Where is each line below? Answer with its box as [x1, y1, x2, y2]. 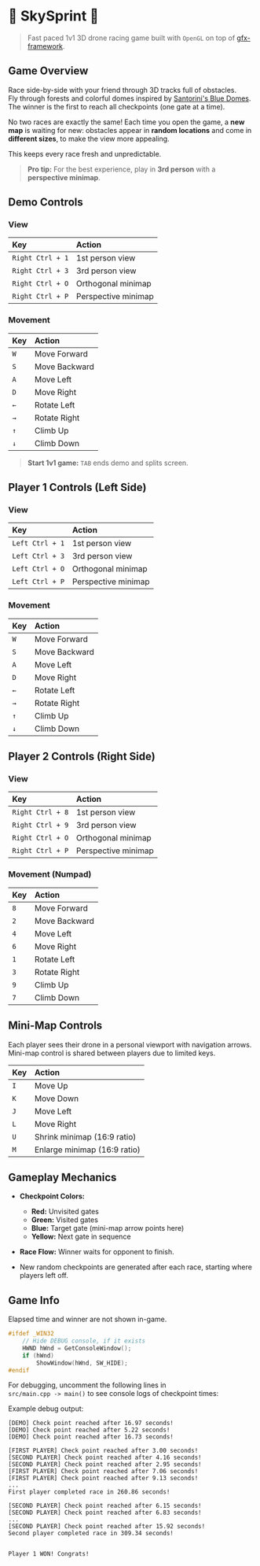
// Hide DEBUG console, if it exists [22, 1337, 146, 1345]
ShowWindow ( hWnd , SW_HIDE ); [36, 1359, 128, 1367]
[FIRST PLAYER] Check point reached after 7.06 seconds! [8, 1468, 199, 1476]
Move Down [34, 1093, 79, 1104]
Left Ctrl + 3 [12, 552, 65, 561]
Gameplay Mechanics [8, 1170, 117, 1184]
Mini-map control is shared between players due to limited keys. [8, 1048, 216, 1058]
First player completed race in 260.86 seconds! [8, 1488, 170, 1496]
